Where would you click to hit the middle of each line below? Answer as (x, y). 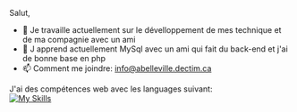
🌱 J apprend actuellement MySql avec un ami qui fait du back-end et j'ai (155, 49)
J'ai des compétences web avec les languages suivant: (111, 89)
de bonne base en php (64, 58)
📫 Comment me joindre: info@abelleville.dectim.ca (117, 68)
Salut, (20, 13)
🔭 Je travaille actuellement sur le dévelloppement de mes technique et (152, 30)
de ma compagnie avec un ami (79, 40)
